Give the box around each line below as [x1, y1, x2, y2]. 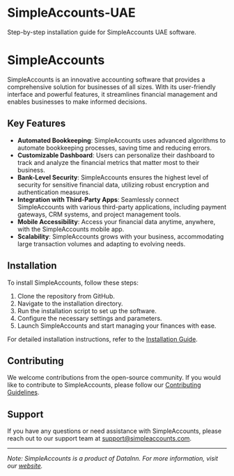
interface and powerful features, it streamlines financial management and [7, 90, 218, 98]
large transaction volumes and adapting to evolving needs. [17, 239, 186, 248]
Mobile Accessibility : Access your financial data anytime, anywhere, [17, 217, 216, 225]
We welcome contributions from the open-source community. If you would [7, 374, 221, 382]
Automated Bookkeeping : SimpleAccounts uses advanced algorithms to [17, 136, 226, 144]
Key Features [7, 118, 66, 129]
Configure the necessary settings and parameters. [17, 314, 162, 322]
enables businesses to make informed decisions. [7, 97, 148, 106]
